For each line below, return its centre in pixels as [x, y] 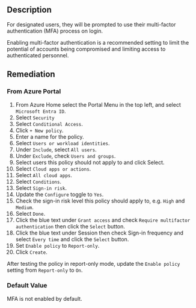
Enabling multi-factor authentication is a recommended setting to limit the [98, 42]
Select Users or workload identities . [63, 143]
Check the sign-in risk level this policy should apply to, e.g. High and [100, 201]
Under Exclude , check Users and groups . [66, 156]
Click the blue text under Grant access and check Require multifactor [103, 220]
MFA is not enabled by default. [45, 298]
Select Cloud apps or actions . [53, 169]
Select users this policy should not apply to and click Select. [90, 162]
